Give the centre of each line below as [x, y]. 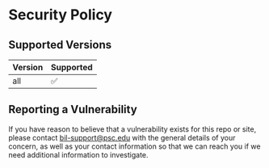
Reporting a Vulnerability [73, 109]
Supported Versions [60, 45]
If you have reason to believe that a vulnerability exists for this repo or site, [132, 129]
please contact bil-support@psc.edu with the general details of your [122, 137]
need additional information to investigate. [78, 154]
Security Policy [61, 15]
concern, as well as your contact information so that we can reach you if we [134, 146]
